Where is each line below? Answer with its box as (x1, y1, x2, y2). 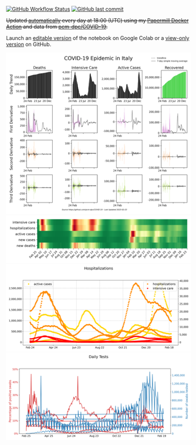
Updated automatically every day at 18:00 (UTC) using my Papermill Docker (6, 17, 189, 23)
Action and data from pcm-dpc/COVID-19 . (6, 23, 108, 30)
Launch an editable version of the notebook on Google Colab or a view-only (6, 35, 190, 41)
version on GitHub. (6, 41, 52, 48)
